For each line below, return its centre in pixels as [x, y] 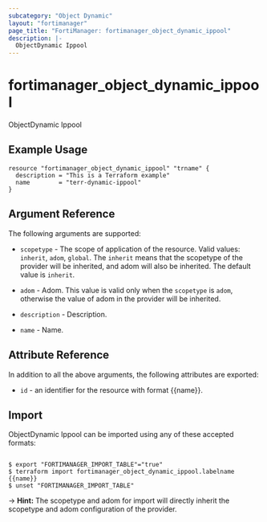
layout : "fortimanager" [48, 23]
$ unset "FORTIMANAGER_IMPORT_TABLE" [71, 486]
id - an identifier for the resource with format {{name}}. [111, 389]
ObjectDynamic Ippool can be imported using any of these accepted [121, 434]
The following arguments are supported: [75, 233]
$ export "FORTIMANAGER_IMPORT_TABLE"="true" [85, 465]
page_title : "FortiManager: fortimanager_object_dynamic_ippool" [119, 31]
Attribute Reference [59, 355]
